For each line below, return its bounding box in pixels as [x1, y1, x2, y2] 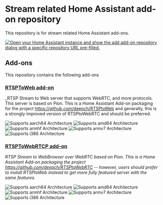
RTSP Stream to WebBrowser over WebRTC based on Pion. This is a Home [5, 154, 156, 160]
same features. [5, 175, 36, 181]
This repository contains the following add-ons [5, 72, 99, 78]
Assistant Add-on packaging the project [5, 159, 86, 165]
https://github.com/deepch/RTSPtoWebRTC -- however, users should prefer [5, 164, 158, 170]
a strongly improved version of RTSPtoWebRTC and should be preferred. [5, 111, 151, 117]
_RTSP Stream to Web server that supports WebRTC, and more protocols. [5, 95, 153, 101]
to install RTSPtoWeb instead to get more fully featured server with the [5, 170, 147, 176]
